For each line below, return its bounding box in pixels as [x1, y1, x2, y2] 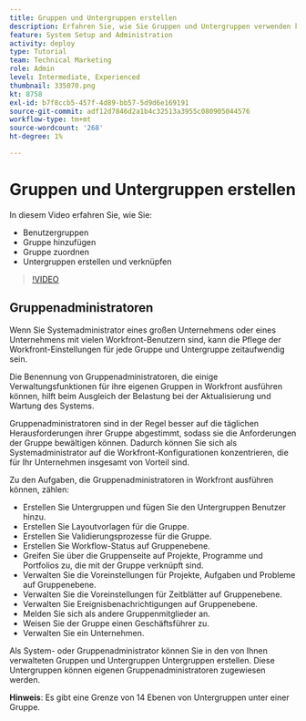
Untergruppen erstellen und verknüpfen [22, 256, 172, 267]
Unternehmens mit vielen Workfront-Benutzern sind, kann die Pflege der [9, 334, 282, 345]
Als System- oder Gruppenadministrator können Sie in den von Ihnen [9, 644, 269, 656]
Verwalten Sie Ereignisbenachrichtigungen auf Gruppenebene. [22, 598, 258, 609]
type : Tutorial [9, 47, 67, 57]
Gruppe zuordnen [22, 246, 89, 257]
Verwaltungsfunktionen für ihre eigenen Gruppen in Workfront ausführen [9, 380, 283, 392]
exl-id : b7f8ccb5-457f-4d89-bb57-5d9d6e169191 [9, 98, 189, 108]
